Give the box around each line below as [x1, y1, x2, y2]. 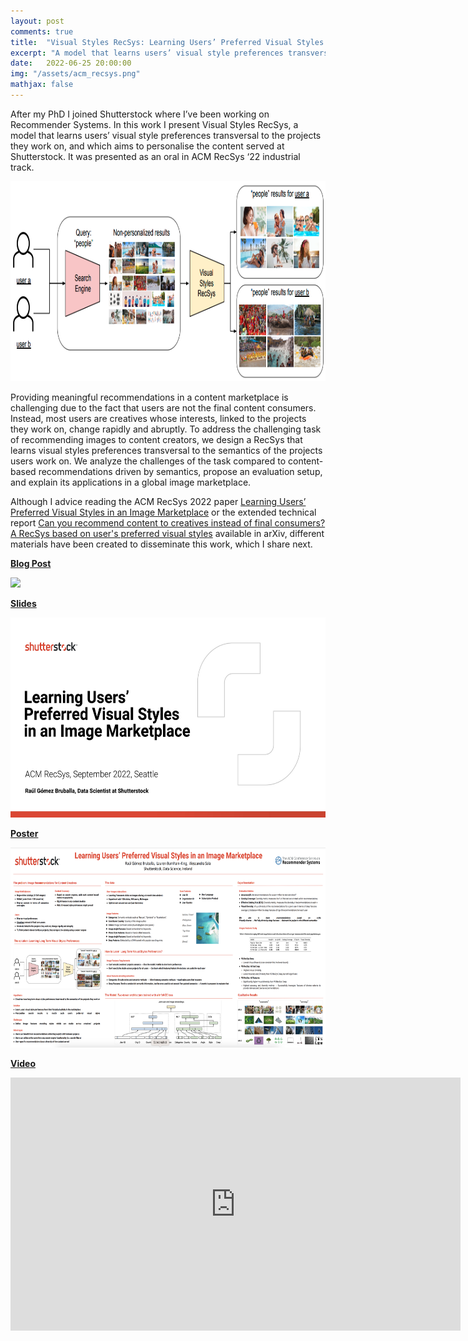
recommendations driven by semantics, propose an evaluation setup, [38, 465, 323, 477]
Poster [10, 827, 39, 839]
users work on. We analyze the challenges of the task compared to [10, 455, 287, 467]
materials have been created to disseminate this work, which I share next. [10, 538, 313, 550]
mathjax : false [10, 80, 74, 90]
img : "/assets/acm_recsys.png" [10, 69, 141, 79]
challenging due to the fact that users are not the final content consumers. [10, 401, 317, 414]
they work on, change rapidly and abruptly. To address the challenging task [10, 423, 322, 435]
